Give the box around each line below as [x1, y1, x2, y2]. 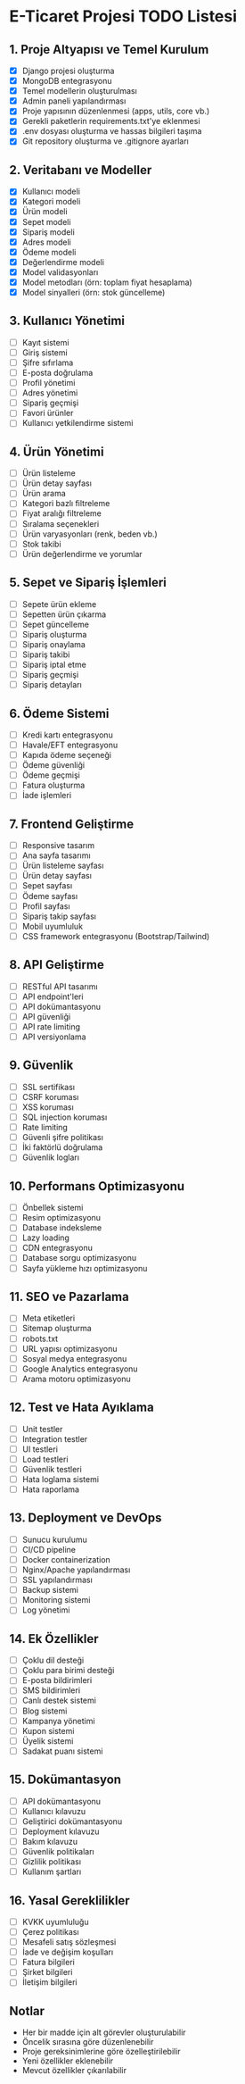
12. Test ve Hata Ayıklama [9, 1400, 154, 1415]
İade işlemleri [21, 790, 72, 801]
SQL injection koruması [21, 1112, 108, 1122]
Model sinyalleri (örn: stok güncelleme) [21, 287, 166, 297]
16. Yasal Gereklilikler [9, 1893, 131, 1908]
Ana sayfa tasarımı [21, 850, 91, 861]
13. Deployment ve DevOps [9, 1511, 162, 1526]
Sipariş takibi [21, 649, 70, 660]
